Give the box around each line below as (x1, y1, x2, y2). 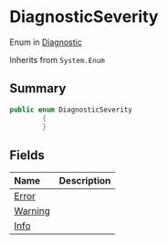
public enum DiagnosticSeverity (9, 105, 132, 114)
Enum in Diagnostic (9, 37, 82, 48)
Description (58, 175, 111, 187)
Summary (9, 80, 67, 97)
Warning (14, 205, 50, 217)
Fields (9, 147, 46, 163)
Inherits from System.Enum (9, 54, 105, 65)
